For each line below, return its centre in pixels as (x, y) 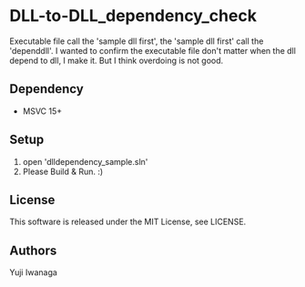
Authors (33, 250)
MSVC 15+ (42, 111)
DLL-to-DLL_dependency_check (133, 16)
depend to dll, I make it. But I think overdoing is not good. (117, 60)
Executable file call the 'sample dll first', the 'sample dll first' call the (137, 41)
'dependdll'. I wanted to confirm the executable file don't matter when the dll (152, 50)
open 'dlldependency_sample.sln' (85, 161)
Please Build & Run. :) (63, 171)
